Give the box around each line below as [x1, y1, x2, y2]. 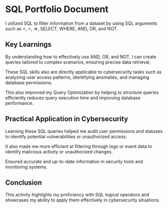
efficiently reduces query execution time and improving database [5, 94, 141, 100]
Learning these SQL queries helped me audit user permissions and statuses [5, 128, 163, 134]
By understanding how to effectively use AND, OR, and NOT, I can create [5, 54, 156, 60]
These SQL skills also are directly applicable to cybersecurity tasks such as [5, 69, 162, 75]
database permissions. [5, 79, 53, 85]
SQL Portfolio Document [5, 4, 108, 15]
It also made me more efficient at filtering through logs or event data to [5, 143, 152, 149]
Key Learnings [5, 40, 52, 49]
